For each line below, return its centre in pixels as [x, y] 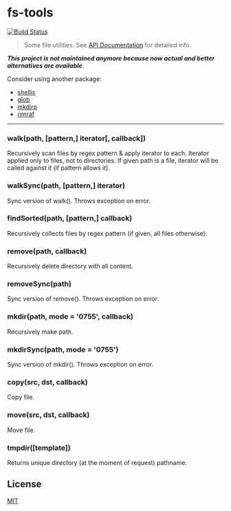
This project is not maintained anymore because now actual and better [111, 58]
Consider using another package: [54, 79]
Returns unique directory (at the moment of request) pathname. [97, 462]
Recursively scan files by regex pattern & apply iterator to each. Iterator [108, 153]
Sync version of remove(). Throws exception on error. [83, 299]
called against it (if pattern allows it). [58, 168]
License [24, 485]
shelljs [26, 92]
